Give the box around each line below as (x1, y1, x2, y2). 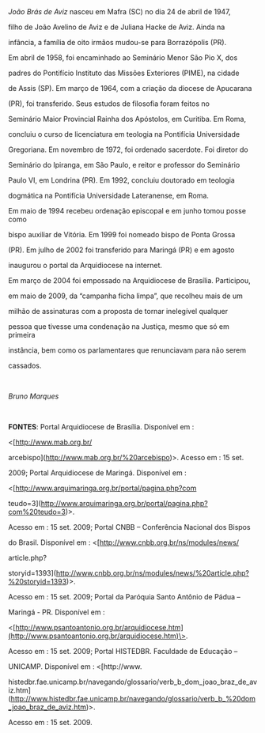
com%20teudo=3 (8, 507, 66, 516)
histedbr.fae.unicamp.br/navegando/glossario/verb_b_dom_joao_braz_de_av (8, 677, 258, 686)
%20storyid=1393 (8, 577, 67, 586)
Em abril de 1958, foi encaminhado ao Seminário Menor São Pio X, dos (8, 53, 238, 62)
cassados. (8, 361, 42, 370)
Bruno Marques (8, 391, 59, 401)
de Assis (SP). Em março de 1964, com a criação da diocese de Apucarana (8, 84, 252, 93)
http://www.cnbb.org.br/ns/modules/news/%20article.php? (55, 569, 250, 577)
